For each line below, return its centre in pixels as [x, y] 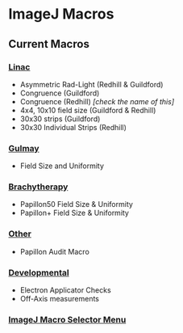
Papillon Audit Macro [55, 251]
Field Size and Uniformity [62, 166]
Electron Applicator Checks [65, 290]
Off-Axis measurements [59, 299]
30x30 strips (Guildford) [60, 119]
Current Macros [49, 44]
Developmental [39, 272]
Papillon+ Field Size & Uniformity [74, 213]
